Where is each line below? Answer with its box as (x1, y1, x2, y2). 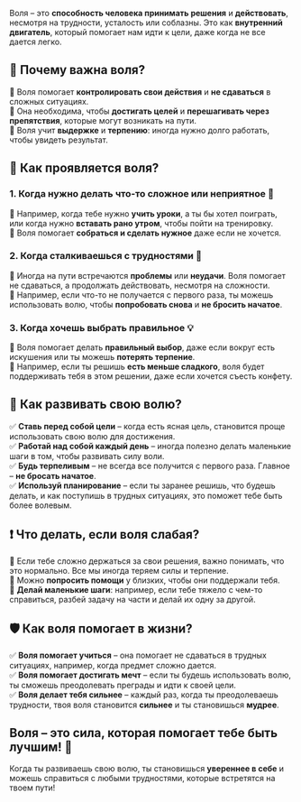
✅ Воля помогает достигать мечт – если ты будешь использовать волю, (9, 669, 291, 680)
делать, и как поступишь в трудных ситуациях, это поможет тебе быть (9, 490, 283, 501)
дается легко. (9, 36, 62, 47)
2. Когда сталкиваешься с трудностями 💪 (9, 250, 203, 263)
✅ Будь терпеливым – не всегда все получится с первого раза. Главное (9, 460, 291, 471)
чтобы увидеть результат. (9, 134, 108, 145)
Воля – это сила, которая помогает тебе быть (9, 725, 278, 741)
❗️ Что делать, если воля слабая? (9, 527, 200, 542)
